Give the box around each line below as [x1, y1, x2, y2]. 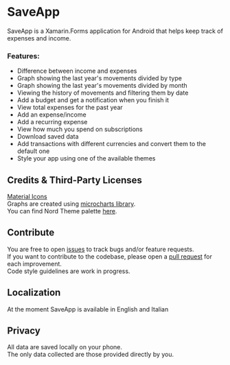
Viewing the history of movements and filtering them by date [16, 89, 189, 97]
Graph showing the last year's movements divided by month [16, 82, 187, 90]
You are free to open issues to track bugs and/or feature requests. [7, 245, 194, 253]
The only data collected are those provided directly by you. [7, 351, 174, 359]
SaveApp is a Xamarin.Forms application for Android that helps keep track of [7, 27, 223, 35]
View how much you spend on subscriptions [16, 125, 143, 134]
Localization [7, 287, 61, 298]
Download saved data [16, 132, 79, 141]
